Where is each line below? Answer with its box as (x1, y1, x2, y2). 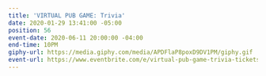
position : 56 (8, 26, 51, 34)
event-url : (8, 56, 44, 64)
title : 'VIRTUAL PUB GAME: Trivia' (8, 11, 126, 20)
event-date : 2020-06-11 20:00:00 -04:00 (8, 33, 144, 42)
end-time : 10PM (8, 41, 59, 49)
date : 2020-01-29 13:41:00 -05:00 (8, 19, 123, 27)
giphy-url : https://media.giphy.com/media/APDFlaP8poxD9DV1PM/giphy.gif (8, 48, 253, 56)
